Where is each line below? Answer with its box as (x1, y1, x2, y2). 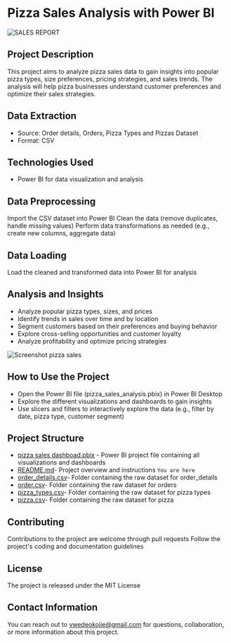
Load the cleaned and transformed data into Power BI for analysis (7, 268, 197, 276)
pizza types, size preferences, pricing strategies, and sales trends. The (7, 74, 213, 83)
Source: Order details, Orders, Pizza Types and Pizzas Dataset (17, 129, 199, 137)
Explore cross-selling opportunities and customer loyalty (17, 329, 182, 338)
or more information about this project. (7, 628, 119, 636)
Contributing (7, 516, 65, 528)
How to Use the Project (7, 371, 110, 383)
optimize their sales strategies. (7, 89, 96, 98)
